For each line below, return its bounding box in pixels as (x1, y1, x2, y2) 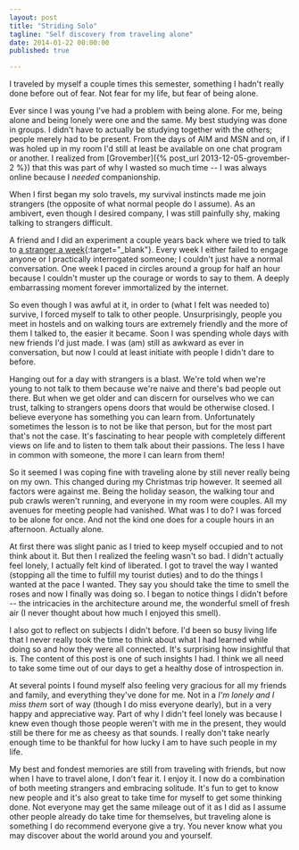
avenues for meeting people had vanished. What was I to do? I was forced (9, 505, 282, 516)
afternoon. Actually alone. (9, 524, 104, 535)
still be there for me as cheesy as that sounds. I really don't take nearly (9, 728, 270, 738)
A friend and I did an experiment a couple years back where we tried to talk (9, 235, 287, 246)
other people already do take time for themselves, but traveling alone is (9, 812, 271, 822)
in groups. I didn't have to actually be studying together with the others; (9, 124, 273, 135)
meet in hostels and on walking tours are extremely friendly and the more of (9, 319, 288, 329)
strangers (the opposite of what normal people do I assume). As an (9, 198, 256, 210)
